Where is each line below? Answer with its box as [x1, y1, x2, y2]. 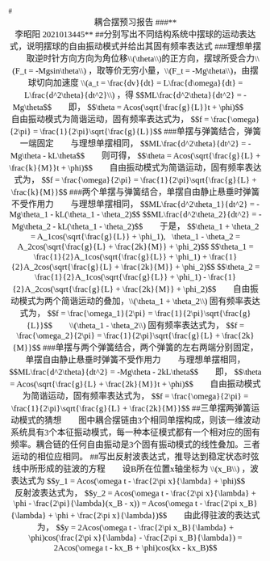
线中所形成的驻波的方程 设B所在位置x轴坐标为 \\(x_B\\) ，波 [11, 464, 260, 475]
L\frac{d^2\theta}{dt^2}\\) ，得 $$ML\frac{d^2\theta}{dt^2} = [23, 90, 242, 100]
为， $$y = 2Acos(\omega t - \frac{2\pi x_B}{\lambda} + [36, 522, 235, 533]
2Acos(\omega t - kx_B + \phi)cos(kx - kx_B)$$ [53, 542, 218, 553]
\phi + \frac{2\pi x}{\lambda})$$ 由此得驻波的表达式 [55, 510, 260, 521]
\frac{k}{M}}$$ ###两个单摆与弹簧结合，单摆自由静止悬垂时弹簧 [10, 187, 260, 197]
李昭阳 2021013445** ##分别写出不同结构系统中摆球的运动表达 [15, 29, 256, 40]
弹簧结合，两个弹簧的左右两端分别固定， [98, 343, 259, 353]
